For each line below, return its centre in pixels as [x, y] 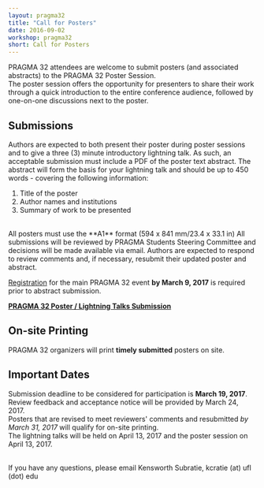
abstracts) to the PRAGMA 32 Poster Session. [82, 76]
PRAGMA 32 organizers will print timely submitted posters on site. [116, 350]
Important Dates [49, 375]
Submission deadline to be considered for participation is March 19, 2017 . [128, 393]
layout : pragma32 [37, 15]
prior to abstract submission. [55, 291]
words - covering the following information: [78, 177]
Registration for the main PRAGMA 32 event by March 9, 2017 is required [127, 282]
